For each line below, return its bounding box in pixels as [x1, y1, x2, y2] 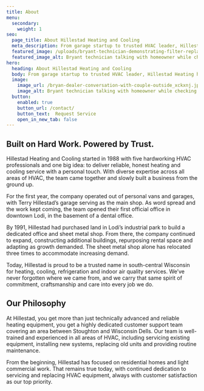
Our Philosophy [6, 299, 66, 309]
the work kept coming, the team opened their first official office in [6, 206, 171, 213]
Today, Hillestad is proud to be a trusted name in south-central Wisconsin [6, 261, 190, 269]
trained [6, 334, 24, 341]
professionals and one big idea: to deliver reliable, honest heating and [6, 162, 181, 169]
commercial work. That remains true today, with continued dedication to [6, 365, 186, 372]
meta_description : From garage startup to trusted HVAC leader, [12, 43, 178, 49]
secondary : [12, 20, 39, 26]
